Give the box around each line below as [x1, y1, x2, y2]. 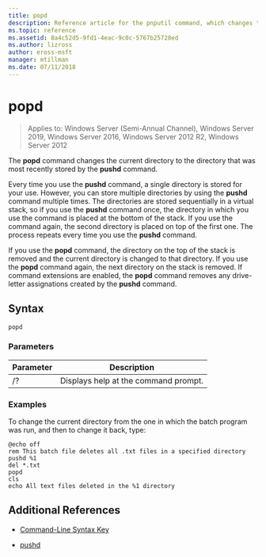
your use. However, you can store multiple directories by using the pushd [8, 188, 248, 197]
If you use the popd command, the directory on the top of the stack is [8, 245, 236, 254]
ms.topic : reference [8, 26, 77, 34]
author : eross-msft [8, 48, 73, 56]
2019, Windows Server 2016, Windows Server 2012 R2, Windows [27, 132, 239, 141]
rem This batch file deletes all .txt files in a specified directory [8, 448, 246, 456]
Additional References [8, 504, 121, 517]
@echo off [8, 441, 41, 448]
